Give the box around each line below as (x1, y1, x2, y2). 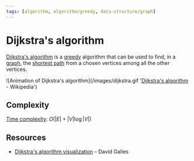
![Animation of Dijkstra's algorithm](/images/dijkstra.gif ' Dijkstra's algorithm (6, 77, 189, 84)
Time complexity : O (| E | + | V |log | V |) (6, 115, 92, 123)
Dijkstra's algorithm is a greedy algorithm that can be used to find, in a (6, 53, 176, 60)
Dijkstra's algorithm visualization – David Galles (14, 148, 129, 155)
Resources (6, 132, 46, 142)
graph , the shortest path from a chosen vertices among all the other (6, 59, 170, 66)
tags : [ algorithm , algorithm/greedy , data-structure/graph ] (6, 8, 156, 15)
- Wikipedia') (6, 83, 38, 90)
